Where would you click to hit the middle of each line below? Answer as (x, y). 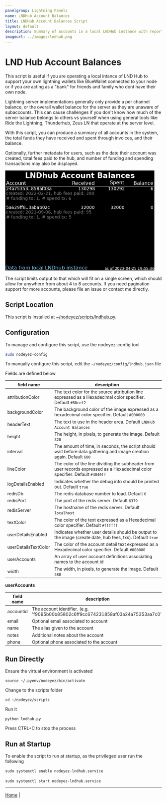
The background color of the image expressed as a (107, 409)
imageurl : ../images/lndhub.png (39, 37)
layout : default (22, 26)
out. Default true (71, 487)
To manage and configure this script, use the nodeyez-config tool (72, 344)
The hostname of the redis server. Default (97, 508)
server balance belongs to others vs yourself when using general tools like (82, 117)
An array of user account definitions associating (103, 557)
